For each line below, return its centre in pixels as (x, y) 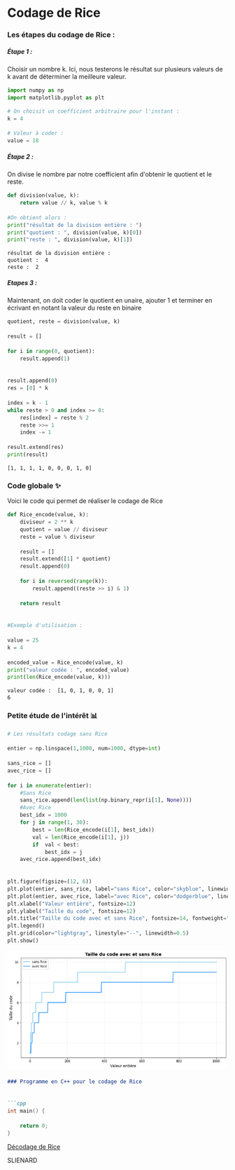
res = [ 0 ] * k (28, 388)
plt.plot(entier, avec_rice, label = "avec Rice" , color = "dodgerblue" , (111, 896)
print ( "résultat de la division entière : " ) (74, 225)
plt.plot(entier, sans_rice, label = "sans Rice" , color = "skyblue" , (106, 889)
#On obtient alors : (37, 218)
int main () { (26, 1111)
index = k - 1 (28, 403)
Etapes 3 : (22, 282)
